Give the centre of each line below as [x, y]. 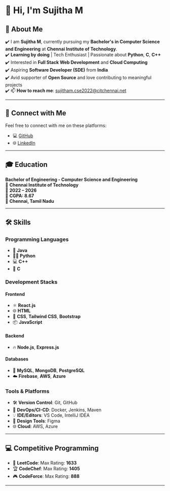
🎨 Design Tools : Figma [36, 421]
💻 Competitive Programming [52, 448]
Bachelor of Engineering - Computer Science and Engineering [72, 179]
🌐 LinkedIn [24, 143]
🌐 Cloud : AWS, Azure [35, 426]
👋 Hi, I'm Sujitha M [44, 10]
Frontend [15, 294]
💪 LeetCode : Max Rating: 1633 [45, 463]
